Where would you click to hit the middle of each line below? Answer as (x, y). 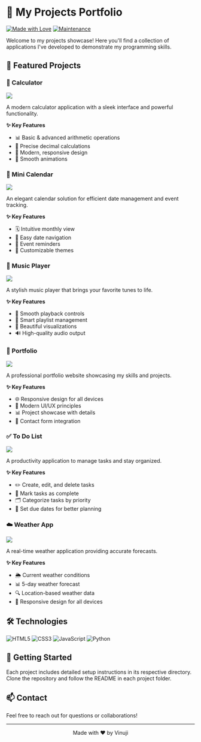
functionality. (22, 113)
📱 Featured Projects (44, 66)
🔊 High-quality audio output (50, 333)
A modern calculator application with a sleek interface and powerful (90, 107)
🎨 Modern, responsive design (51, 152)
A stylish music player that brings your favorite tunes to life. (80, 290)
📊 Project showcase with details (55, 412)
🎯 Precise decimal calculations (53, 146)
